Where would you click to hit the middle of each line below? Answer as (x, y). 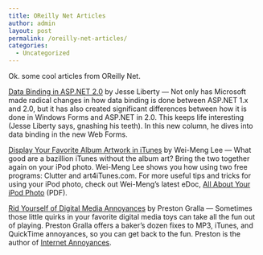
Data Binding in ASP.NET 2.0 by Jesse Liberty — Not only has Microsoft (127, 92)
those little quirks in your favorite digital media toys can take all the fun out (132, 217)
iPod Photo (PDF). (38, 193)
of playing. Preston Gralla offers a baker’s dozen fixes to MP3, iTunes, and (131, 225)
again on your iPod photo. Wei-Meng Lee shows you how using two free (128, 167)
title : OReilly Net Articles (57, 16)
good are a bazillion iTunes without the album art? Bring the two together (129, 158)
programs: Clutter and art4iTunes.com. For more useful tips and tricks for (130, 175)
